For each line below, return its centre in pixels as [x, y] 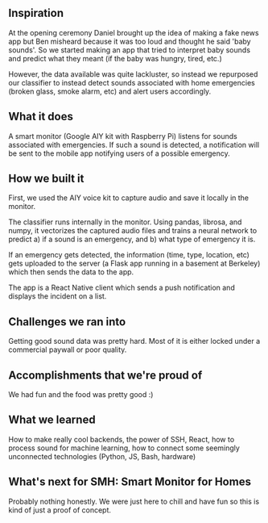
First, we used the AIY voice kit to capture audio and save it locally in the [129, 198]
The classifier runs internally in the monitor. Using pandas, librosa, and [125, 222]
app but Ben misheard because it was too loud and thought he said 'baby [130, 41]
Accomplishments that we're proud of [105, 375]
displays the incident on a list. [58, 296]
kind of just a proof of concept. [60, 510]
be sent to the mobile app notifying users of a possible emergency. [120, 153]
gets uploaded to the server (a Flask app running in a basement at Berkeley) [134, 264]
